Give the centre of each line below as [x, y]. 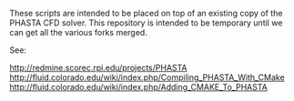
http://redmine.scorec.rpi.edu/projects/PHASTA [98, 68]
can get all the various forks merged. [78, 32]
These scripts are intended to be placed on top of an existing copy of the [146, 13]
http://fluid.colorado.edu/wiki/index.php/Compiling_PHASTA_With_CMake [147, 77]
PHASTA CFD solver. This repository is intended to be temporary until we [146, 23]
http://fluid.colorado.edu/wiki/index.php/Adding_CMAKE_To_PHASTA [139, 87]
